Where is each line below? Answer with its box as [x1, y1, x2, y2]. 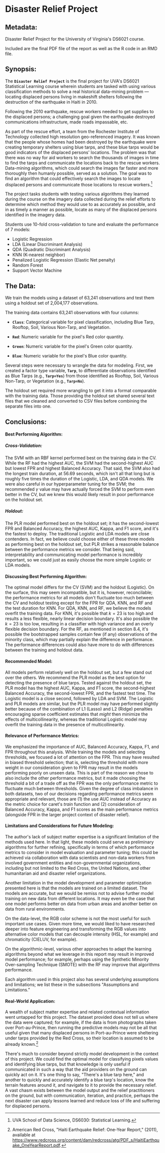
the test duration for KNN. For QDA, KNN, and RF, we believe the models [5, 605, 151, 611]
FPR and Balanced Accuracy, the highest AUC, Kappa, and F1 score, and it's [5, 526, 159, 532]
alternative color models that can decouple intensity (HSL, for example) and [5, 931, 158, 937]
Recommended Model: [5, 658, 53, 664]
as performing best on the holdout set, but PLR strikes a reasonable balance [5, 541, 159, 547]
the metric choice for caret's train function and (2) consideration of [5, 801, 141, 807]
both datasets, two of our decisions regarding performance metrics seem [5, 791, 154, 797]
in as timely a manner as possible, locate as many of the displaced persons [5, 207, 157, 212]
